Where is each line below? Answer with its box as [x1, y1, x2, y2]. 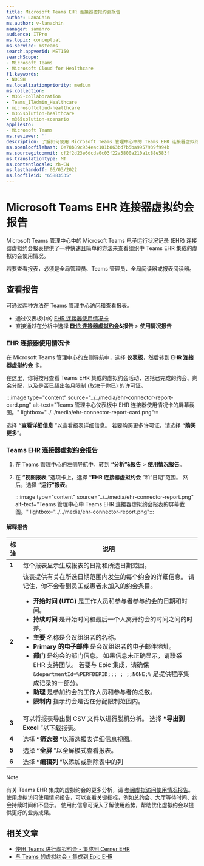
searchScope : [6, 54, 39, 60]
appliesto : [6, 122, 34, 128]
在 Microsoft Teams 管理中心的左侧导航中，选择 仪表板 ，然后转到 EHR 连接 [6, 354, 194, 361]
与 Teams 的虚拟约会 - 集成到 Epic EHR [15, 853, 113, 861]
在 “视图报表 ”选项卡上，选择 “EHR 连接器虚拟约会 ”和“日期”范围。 [15, 474, 182, 481]
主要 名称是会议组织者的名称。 [33, 633, 120, 641]
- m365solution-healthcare [6, 110, 75, 117]
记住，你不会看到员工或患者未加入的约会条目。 [22, 581, 157, 590]
